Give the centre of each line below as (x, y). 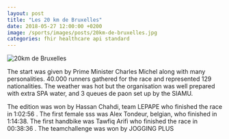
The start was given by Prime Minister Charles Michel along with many (106, 72)
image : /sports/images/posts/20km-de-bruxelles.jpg (82, 33)
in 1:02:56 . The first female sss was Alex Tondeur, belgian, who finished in (112, 114)
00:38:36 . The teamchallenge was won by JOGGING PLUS (91, 129)
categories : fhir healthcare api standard (68, 39)
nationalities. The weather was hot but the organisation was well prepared (111, 86)
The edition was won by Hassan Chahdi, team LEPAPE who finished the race (115, 107)
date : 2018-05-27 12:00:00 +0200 (55, 26)
